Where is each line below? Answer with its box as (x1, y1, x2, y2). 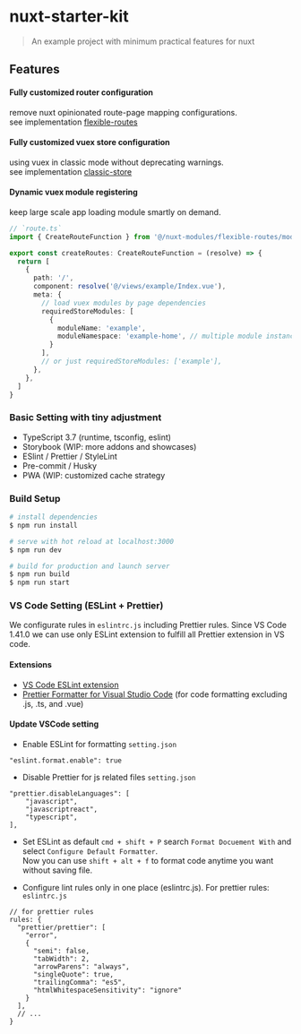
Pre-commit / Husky (21, 460, 97, 471)
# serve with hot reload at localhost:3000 (9, 537, 175, 546)
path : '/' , (32, 273, 74, 283)
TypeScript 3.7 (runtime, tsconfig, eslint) (21, 432, 172, 443)
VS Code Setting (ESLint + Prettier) (9, 599, 164, 612)
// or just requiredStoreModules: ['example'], (41, 357, 222, 366)
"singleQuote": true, (32, 969, 115, 978)
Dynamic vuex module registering (9, 186, 139, 198)
